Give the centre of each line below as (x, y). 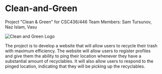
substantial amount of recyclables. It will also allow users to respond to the (79, 61)
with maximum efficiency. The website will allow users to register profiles (78, 51)
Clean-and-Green (41, 8)
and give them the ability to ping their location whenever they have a (73, 56)
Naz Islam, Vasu (21, 27)
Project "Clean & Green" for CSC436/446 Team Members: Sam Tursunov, (79, 22)
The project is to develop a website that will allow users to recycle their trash (81, 45)
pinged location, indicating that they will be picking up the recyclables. (75, 66)
